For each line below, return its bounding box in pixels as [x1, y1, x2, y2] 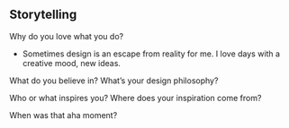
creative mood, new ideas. [22, 57, 122, 68]
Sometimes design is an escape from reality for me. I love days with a [22, 48, 281, 59]
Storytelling [9, 7, 77, 22]
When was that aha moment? [9, 109, 118, 120]
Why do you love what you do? [9, 30, 124, 41]
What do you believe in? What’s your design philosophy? [9, 75, 219, 86]
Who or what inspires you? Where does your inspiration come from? [9, 92, 262, 103]
